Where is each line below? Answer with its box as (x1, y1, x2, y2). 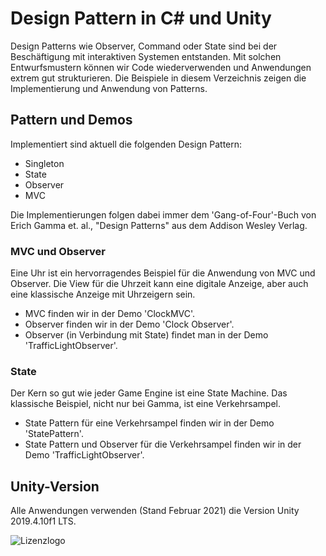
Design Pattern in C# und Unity (10, 7, 272, 30)
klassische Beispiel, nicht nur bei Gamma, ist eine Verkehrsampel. (10, 398, 281, 410)
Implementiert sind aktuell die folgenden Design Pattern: (10, 138, 243, 150)
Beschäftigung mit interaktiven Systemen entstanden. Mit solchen (10, 50, 282, 62)
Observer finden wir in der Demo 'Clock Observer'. (24, 318, 235, 331)
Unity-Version (10, 478, 100, 495)
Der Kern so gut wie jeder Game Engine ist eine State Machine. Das (10, 387, 288, 399)
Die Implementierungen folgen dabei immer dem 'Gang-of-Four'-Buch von (10, 208, 317, 221)
